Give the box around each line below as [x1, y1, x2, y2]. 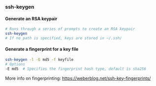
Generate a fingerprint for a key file [5, 46, 79, 52]
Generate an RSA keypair [5, 16, 58, 22]
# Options [5, 61, 26, 67]
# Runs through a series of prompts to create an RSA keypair [5, 27, 135, 31]
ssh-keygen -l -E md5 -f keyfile [5, 57, 74, 62]
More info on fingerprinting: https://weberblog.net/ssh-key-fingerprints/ [5, 75, 151, 81]
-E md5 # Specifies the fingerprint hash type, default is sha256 [5, 66, 147, 71]
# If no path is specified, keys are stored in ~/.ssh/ [5, 35, 122, 40]
